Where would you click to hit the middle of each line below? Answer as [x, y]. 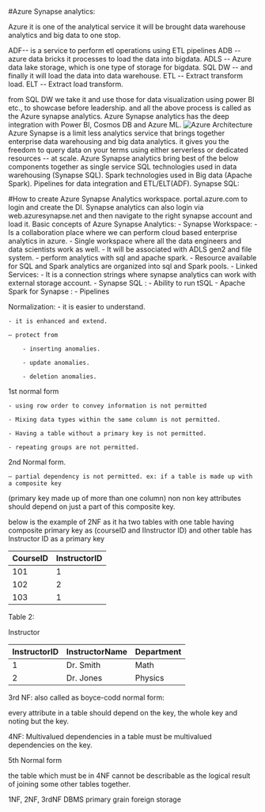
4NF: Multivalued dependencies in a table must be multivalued [110, 736]
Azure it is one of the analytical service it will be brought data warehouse [127, 27]
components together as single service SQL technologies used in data [123, 167]
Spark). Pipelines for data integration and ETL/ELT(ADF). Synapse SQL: [124, 184]
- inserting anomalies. [62, 349]
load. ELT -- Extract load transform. [66, 84]
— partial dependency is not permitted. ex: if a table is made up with [131, 476]
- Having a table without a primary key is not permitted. [108, 434]
